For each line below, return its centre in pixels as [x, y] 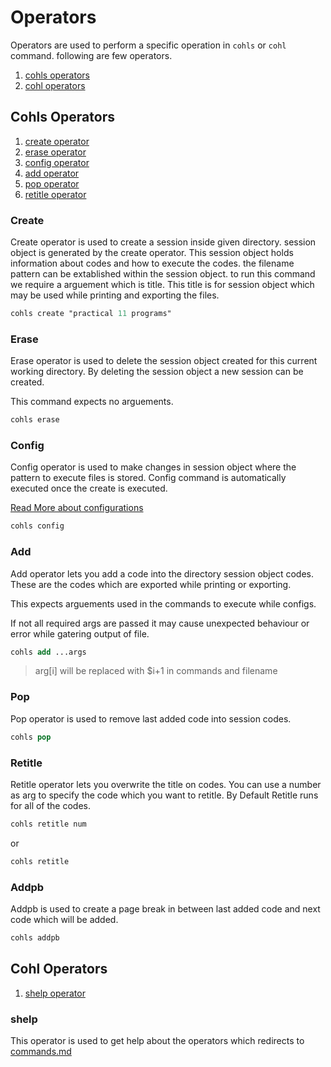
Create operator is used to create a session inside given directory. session [163, 242]
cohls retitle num [48, 824]
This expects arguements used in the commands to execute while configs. [163, 603]
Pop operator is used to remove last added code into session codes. [151, 718]
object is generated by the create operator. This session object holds [152, 253]
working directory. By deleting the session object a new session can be [157, 372]
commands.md [41, 1051]
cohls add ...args [48, 652]
